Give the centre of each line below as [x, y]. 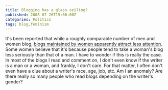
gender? [14, 82]
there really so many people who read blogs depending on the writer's [79, 76]
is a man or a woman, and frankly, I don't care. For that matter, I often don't [84, 66]
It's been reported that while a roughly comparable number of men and [80, 39]
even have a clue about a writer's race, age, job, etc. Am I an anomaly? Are [84, 71]
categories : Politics [28, 19]
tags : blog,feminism [27, 24]
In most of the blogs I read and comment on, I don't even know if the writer [84, 60]
